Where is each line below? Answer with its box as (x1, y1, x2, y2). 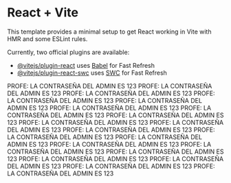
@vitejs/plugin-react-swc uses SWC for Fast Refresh (16, 69, 167, 77)
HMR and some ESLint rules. (7, 34, 88, 42)
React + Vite (7, 5, 79, 21)
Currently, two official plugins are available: (7, 48, 130, 56)
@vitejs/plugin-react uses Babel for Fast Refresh (16, 61, 155, 69)
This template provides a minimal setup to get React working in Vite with (7, 27, 212, 36)
